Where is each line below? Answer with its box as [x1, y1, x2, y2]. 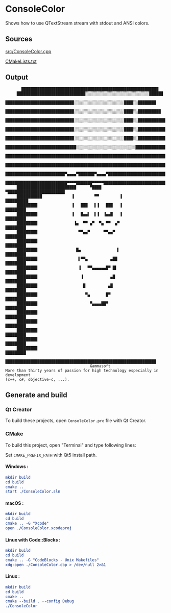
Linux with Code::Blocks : [5, 536, 61, 543]
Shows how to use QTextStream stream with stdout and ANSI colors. [5, 20, 150, 26]
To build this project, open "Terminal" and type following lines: [5, 442, 136, 448]
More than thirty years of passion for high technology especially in [5, 368, 159, 373]
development [5, 372, 31, 378]
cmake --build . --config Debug [5, 599, 74, 604]
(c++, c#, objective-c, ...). [5, 377, 70, 382]
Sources [5, 35, 33, 43]
